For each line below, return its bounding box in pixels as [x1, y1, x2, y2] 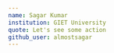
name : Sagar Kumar [8, 11, 68, 19]
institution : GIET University [8, 19, 107, 26]
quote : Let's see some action [8, 26, 107, 34]
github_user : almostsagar [8, 33, 92, 41]
